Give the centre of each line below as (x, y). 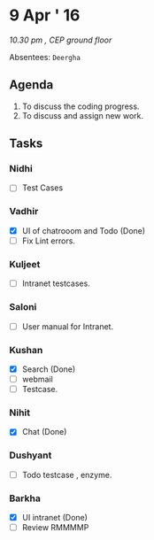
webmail (37, 379)
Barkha (25, 498)
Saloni (23, 307)
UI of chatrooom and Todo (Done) (84, 230)
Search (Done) (49, 369)
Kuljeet (25, 264)
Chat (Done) (44, 432)
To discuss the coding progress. (81, 106)
